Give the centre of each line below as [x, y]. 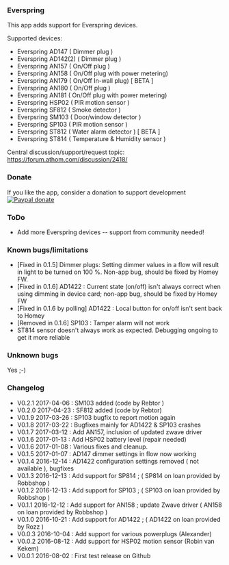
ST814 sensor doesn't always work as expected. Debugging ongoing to [118, 330]
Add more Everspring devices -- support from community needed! [110, 232]
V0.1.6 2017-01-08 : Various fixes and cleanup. [82, 447]
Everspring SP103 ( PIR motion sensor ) [72, 125]
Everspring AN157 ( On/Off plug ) [64, 66]
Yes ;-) [16, 370]
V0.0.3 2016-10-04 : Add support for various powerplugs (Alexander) [114, 533]
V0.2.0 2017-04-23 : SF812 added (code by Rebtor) [89, 410]
